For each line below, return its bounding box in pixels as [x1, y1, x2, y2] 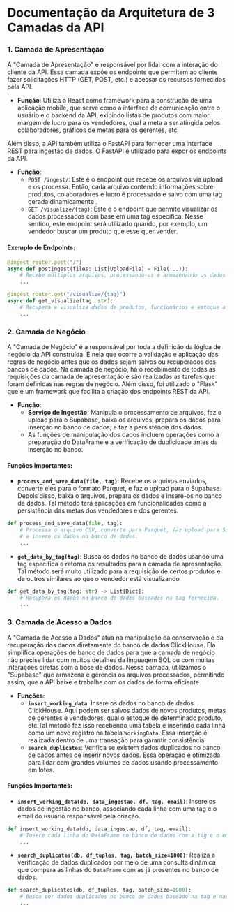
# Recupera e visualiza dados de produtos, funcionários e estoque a [19, 304, 226, 311]
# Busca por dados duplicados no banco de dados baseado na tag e [19, 893, 217, 900]
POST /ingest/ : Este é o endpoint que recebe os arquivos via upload [27, 175, 223, 184]
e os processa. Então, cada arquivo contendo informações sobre [27, 183, 214, 191]
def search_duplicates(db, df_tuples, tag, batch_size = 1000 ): [7, 887, 192, 894]
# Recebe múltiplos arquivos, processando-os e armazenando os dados [19, 272, 226, 279]
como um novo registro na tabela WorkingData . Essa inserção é [27, 728, 208, 737]
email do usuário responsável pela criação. [17, 811, 141, 820]
